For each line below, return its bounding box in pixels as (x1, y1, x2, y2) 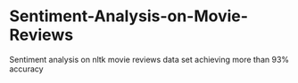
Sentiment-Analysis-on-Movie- (9, 6, 248, 26)
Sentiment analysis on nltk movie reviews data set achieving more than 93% (9, 54, 290, 64)
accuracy (9, 64, 44, 74)
